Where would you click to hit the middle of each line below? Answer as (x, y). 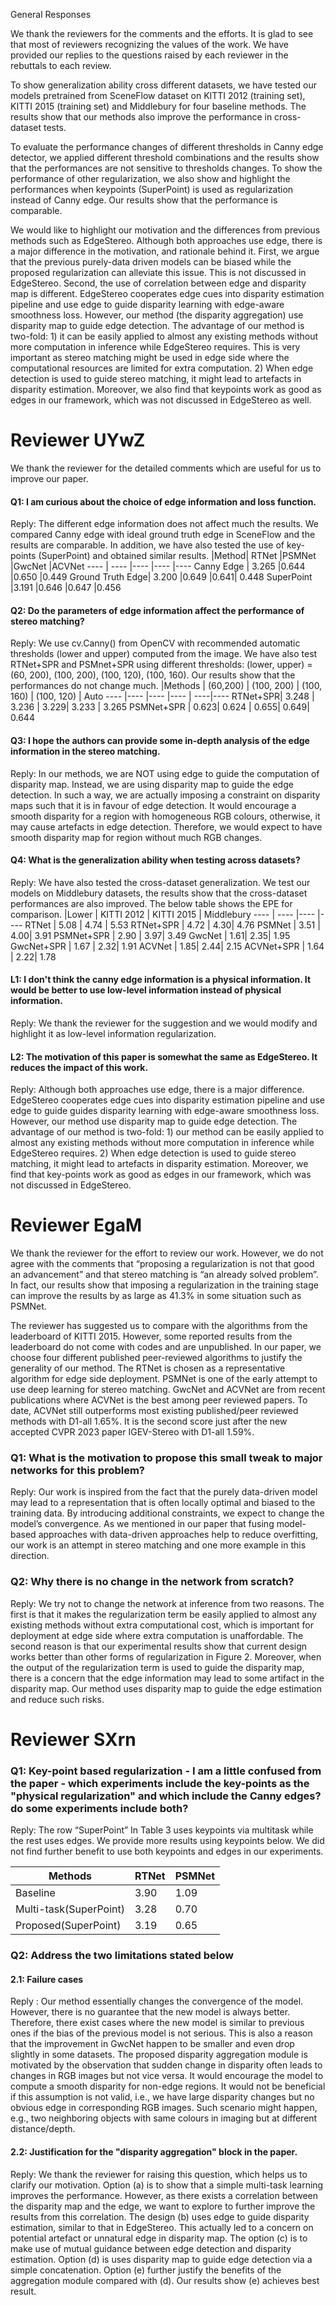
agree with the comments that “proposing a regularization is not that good (162, 1264)
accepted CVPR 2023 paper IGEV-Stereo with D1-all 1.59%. (132, 1432)
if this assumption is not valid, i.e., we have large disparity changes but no (162, 2097)
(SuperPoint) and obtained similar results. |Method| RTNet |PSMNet (177, 556)
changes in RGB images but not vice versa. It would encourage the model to (167, 2076)
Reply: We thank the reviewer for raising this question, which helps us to (159, 2174)
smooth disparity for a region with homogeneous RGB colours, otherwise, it (165, 816)
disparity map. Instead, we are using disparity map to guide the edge (152, 784)
